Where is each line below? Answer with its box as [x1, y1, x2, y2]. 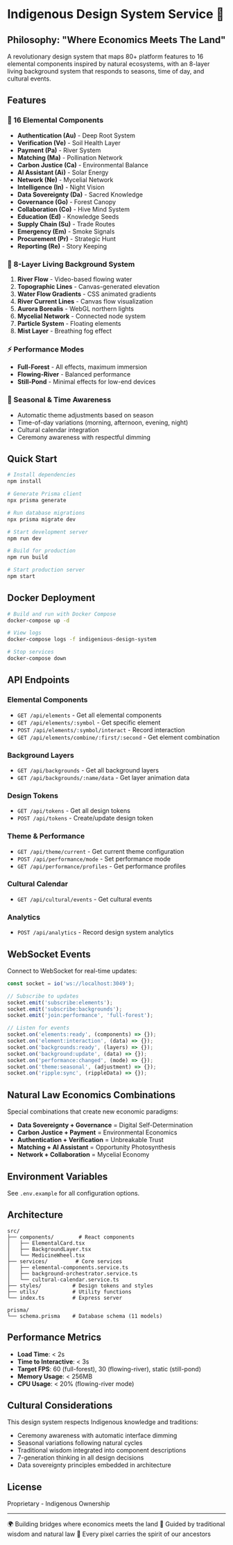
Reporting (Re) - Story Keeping [17, 242, 107, 250]
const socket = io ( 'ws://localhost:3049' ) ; [7, 980, 135, 987]
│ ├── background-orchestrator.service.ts [7, 1270, 138, 1277]
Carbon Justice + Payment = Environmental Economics [17, 1128, 178, 1137]
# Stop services [7, 649, 54, 656]
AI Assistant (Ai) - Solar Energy [17, 168, 109, 176]
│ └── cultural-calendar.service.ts [7, 1276, 119, 1283]
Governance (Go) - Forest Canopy [17, 197, 116, 206]
